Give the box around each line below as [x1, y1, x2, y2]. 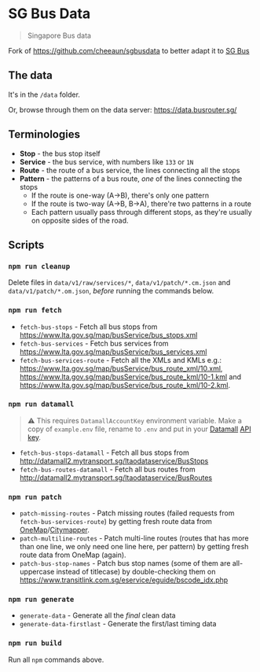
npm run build [8, 639, 62, 648]
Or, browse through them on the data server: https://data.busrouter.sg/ [8, 105, 237, 114]
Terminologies [8, 127, 81, 142]
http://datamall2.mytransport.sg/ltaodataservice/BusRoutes [19, 473, 213, 482]
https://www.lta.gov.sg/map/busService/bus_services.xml [19, 347, 207, 356]
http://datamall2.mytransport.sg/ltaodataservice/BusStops [19, 456, 209, 465]
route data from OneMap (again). [19, 550, 127, 559]
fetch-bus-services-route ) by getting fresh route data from [19, 517, 212, 526]
